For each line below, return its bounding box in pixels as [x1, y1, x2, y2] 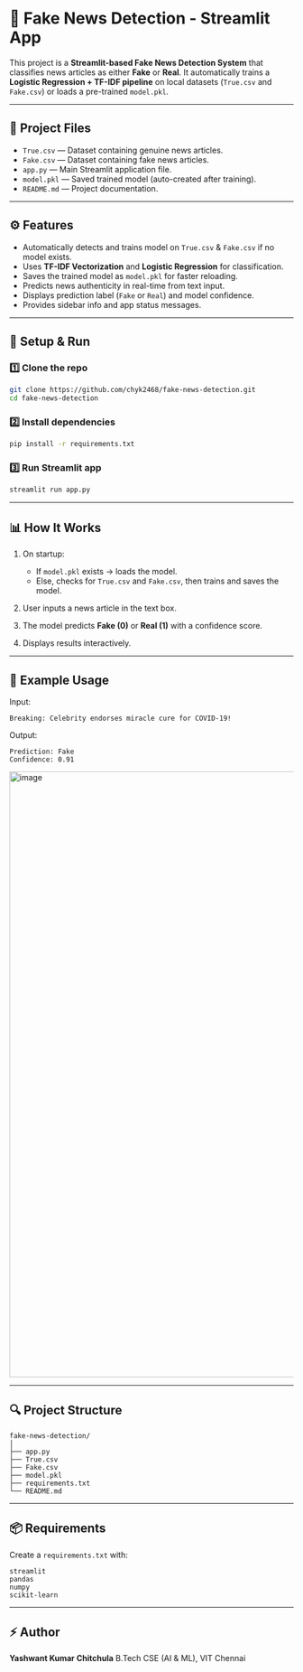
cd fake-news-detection [9, 394, 99, 403]
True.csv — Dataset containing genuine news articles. [22, 145, 224, 155]
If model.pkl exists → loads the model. [35, 566, 178, 577]
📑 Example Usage [9, 672, 110, 687]
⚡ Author [9, 1624, 60, 1639]
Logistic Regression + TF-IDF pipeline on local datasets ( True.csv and [9, 76, 272, 87]
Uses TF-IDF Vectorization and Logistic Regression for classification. [22, 261, 284, 272]
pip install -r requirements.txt [9, 440, 135, 449]
